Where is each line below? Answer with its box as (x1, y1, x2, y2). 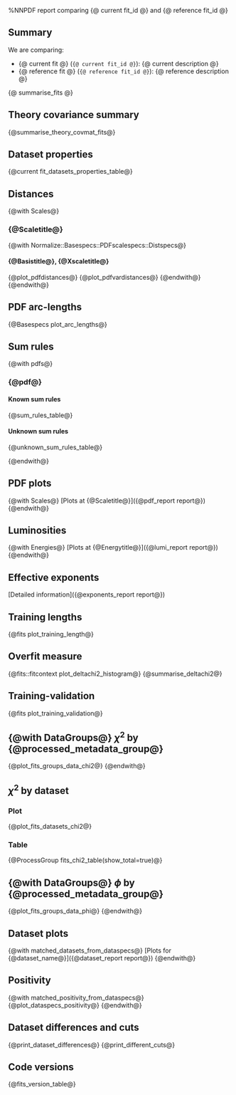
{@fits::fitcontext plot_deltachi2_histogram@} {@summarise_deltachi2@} (8, 669, 222, 678)
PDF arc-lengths (8, 301, 82, 313)
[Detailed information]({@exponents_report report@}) (8, 590, 166, 599)
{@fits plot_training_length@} (8, 629, 95, 638)
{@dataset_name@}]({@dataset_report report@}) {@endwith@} (8, 954, 196, 962)
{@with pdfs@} (8, 360, 53, 368)
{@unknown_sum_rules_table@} (8, 443, 103, 451)
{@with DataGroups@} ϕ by (8, 876, 135, 889)
